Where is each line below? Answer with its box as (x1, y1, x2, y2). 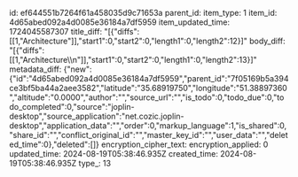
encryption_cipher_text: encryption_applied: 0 (101, 139, 269, 150)
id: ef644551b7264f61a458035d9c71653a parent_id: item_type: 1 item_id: (9, 8, 278, 18)
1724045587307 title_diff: (9, 27, 103, 36)
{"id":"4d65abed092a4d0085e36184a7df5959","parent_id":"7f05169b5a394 (9, 73, 289, 83)
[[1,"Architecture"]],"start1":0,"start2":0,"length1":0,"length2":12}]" (9, 35, 248, 46)
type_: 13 (78, 158, 112, 168)
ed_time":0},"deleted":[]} (9, 139, 100, 150)
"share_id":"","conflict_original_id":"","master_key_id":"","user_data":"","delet (9, 130, 288, 140)
